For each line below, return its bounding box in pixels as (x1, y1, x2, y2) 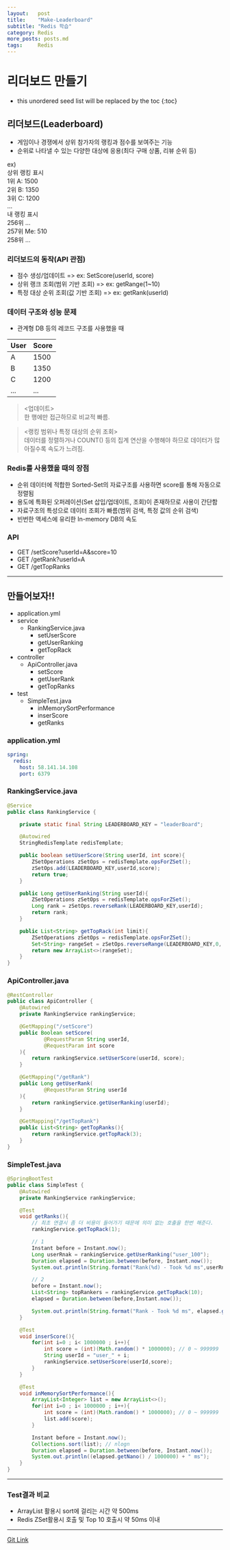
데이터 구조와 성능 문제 (7, 307, 77, 316)
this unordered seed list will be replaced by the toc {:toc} (16, 97, 178, 105)
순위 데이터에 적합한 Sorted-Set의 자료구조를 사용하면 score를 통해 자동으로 (16, 480, 221, 489)
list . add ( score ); (43, 1416, 94, 1422)
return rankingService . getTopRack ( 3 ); (31, 1131, 142, 1138)
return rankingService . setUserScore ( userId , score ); (31, 1055, 186, 1062)
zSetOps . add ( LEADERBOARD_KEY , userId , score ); (31, 865, 161, 871)
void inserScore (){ (19, 1332, 75, 1340)
